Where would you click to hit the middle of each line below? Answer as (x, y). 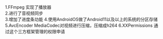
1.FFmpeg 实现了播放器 (28, 7)
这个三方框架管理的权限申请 (37, 31)
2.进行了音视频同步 (24, 13)
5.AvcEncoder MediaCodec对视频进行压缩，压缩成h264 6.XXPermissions (79, 25)
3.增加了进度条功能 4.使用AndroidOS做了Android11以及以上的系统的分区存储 (81, 19)
